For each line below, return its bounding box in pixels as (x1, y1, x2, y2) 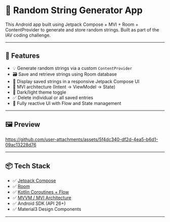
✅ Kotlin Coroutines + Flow (12, 189, 69, 195)
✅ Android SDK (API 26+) (12, 200, 66, 207)
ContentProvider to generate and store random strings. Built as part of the (5, 26, 159, 32)
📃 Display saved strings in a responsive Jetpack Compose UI (12, 78, 140, 84)
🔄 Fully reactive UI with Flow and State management (12, 100, 121, 106)
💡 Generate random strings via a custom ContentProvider (12, 65, 133, 71)
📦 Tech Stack (5, 162, 51, 170)
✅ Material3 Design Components (12, 206, 81, 212)
